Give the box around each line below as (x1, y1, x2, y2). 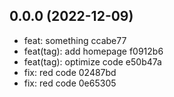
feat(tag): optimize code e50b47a (23, 55, 162, 68)
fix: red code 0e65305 (23, 77, 117, 89)
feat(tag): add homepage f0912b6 (23, 45, 164, 57)
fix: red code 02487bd (23, 66, 117, 78)
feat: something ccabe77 (23, 34, 127, 46)
